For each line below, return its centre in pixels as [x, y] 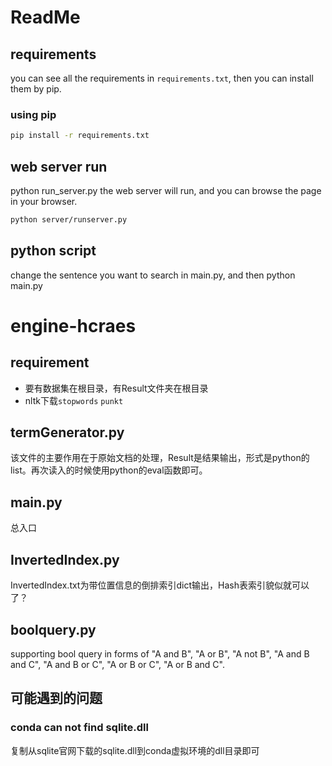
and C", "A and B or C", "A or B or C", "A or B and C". [118, 664]
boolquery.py [53, 629]
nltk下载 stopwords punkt [74, 400]
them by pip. [36, 89]
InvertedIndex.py [65, 559]
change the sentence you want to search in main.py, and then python [153, 275]
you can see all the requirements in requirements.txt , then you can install [162, 78]
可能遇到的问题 [56, 698]
